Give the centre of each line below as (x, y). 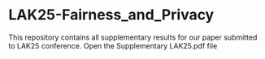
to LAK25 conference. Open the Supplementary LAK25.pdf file (113, 45)
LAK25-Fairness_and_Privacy (111, 15)
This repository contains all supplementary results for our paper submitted (133, 37)
